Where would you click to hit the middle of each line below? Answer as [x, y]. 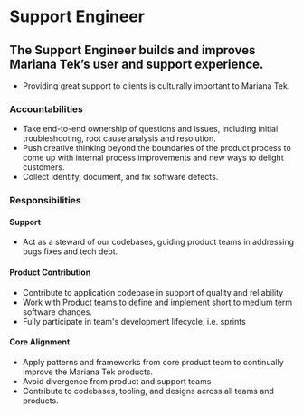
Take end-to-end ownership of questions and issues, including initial [150, 129]
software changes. [57, 311]
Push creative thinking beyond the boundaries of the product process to [156, 148]
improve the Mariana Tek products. [88, 372]
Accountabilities [47, 108]
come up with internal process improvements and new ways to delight [153, 158]
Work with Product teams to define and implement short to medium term [157, 302]
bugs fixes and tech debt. [70, 251]
